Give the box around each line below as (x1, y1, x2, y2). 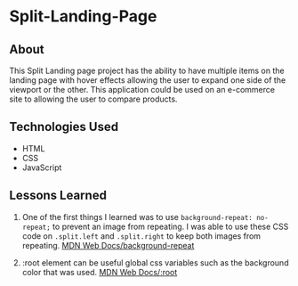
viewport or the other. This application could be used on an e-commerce (9, 85, 276, 94)
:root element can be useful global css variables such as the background (21, 257, 289, 268)
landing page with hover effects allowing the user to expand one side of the (9, 75, 286, 86)
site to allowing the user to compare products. (9, 94, 178, 104)
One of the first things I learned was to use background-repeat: (21, 211, 254, 222)
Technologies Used (9, 119, 118, 135)
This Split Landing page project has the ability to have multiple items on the (9, 65, 285, 76)
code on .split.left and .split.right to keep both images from (21, 230, 261, 241)
